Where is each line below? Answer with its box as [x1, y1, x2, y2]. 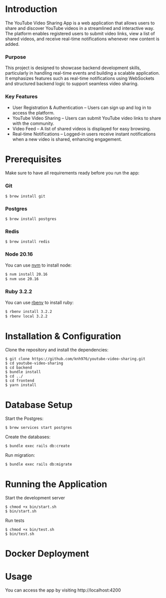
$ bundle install [5, 370, 41, 375]
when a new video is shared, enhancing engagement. [12, 136, 122, 142]
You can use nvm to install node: [5, 262, 72, 268]
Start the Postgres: [5, 415, 44, 421]
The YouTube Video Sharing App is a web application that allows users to [5, 20, 155, 26]
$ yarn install [5, 383, 37, 388]
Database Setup [5, 399, 73, 410]
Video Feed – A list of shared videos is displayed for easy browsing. [12, 125, 151, 131]
